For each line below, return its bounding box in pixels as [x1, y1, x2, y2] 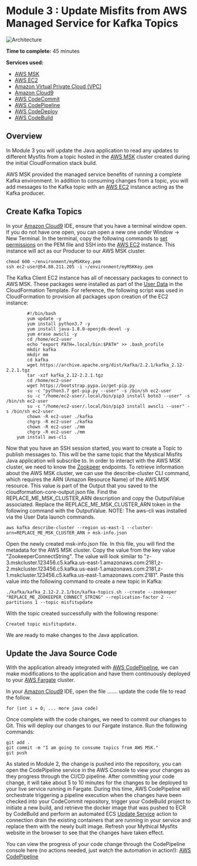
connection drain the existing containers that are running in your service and [6, 817, 191, 824]
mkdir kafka [27, 346, 57, 353]
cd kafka [27, 357, 49, 363]
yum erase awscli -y [27, 331, 77, 337]
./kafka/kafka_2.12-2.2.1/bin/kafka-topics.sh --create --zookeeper [6, 589, 177, 595]
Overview [6, 131, 43, 141]
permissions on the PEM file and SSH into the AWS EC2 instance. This [6, 241, 175, 248]
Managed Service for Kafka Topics [6, 16, 179, 30]
